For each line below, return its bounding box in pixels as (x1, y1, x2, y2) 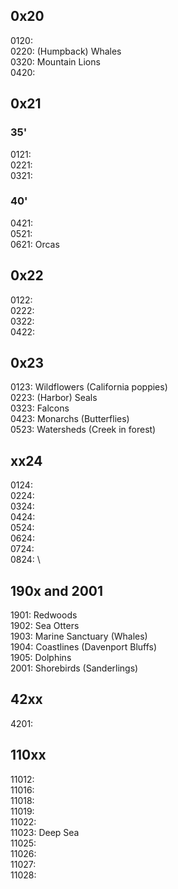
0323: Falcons (10, 402, 70, 414)
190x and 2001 (10, 582, 104, 599)
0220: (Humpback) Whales (10, 45, 122, 57)
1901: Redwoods (10, 609, 78, 621)
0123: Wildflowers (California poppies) (10, 381, 168, 393)
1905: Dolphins (10, 652, 72, 664)
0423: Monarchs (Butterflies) (10, 413, 130, 425)
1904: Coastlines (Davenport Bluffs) (10, 641, 158, 653)
